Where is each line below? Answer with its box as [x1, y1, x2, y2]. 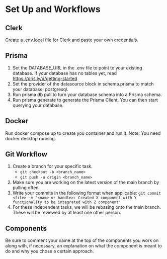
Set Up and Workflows [5, 4, 101, 15]
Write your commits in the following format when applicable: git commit [12, 190, 161, 196]
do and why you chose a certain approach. [5, 248, 94, 254]
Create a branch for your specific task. [12, 163, 93, 169]
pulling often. [12, 185, 40, 191]
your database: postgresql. [12, 86, 69, 92]
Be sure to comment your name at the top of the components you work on [5, 237, 159, 243]
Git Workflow [5, 150, 48, 159]
